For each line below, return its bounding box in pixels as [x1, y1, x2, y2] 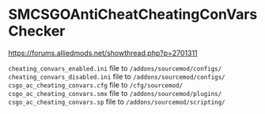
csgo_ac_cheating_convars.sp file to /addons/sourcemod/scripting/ [8, 97, 225, 106]
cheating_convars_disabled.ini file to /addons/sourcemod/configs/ [8, 72, 225, 81]
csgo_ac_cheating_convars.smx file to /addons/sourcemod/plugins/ [8, 88, 222, 97]
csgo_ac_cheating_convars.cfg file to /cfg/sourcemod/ [8, 80, 184, 90]
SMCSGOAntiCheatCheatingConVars [8, 6, 258, 24]
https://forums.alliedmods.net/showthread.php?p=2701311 [8, 48, 198, 57]
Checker [8, 22, 66, 40]
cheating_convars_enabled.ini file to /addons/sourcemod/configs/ [8, 63, 222, 72]
